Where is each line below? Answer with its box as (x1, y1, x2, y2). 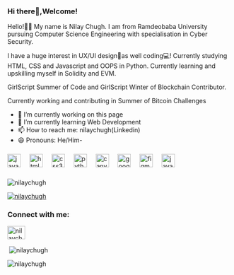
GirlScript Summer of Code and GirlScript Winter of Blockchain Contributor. (7, 83, 226, 91)
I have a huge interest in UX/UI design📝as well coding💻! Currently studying (7, 52, 228, 60)
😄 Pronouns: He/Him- (17, 136, 83, 144)
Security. (7, 37, 34, 46)
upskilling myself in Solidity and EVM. (7, 69, 117, 78)
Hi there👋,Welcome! (7, 6, 78, 16)
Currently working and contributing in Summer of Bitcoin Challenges (7, 97, 206, 105)
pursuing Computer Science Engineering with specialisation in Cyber (7, 30, 208, 38)
